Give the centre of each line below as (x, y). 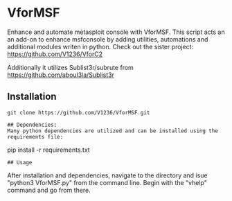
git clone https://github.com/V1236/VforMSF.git (79, 112)
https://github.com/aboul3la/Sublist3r (61, 75)
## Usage (20, 162)
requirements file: (35, 137)
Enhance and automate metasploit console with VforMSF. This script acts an (116, 32)
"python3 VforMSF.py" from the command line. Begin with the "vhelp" (107, 182)
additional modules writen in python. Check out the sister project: (100, 46)
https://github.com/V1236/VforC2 (55, 54)
